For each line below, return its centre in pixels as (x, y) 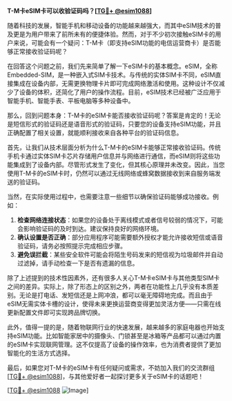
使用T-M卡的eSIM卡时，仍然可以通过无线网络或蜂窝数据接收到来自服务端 (111, 173)
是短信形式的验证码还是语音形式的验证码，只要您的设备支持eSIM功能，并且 (114, 124)
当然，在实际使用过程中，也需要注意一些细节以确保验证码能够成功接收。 (110, 197)
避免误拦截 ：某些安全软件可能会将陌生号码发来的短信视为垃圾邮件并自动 (120, 254)
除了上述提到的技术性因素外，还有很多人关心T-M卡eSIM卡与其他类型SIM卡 (114, 278)
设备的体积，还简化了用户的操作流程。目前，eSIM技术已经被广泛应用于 (120, 92)
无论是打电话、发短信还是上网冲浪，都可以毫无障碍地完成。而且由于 (116, 295)
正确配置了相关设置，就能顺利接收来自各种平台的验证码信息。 (95, 133)
